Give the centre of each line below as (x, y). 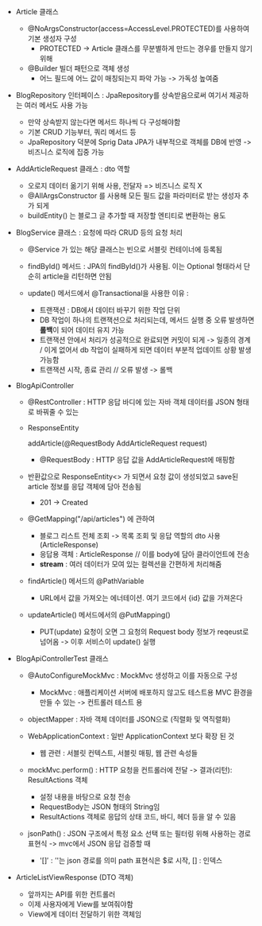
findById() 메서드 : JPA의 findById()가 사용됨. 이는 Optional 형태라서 (135, 266)
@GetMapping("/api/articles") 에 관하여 (91, 519)
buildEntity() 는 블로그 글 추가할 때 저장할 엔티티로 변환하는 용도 (127, 216)
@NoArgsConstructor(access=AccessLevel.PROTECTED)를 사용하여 (139, 29)
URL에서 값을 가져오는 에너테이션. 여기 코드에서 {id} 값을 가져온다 (141, 598)
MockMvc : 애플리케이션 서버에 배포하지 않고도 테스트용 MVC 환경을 (146, 692)
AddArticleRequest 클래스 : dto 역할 (73, 169)
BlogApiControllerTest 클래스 (62, 658)
